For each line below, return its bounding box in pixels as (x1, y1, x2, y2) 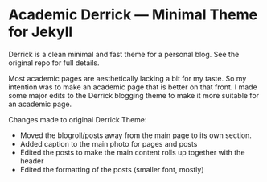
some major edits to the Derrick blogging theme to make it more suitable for (8, 90, 260, 100)
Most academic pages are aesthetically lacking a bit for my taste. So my (8, 73, 247, 83)
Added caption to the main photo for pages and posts (19, 139, 198, 148)
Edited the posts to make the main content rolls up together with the (19, 147, 245, 157)
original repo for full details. (8, 58, 100, 68)
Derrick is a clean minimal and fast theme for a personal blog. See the (8, 49, 240, 59)
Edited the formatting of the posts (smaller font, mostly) (19, 164, 204, 174)
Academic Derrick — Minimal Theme (8, 6, 258, 24)
